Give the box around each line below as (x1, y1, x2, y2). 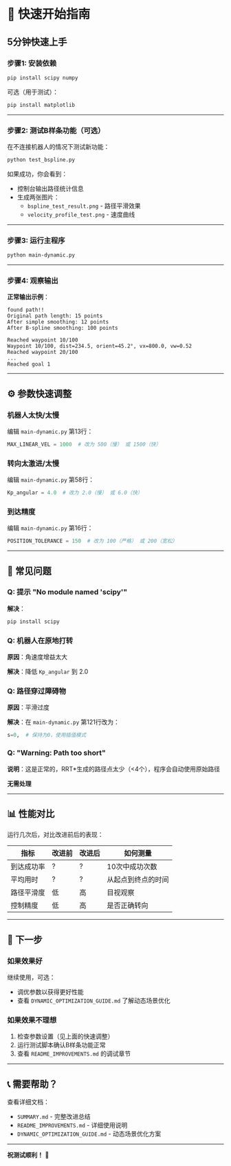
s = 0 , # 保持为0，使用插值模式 (7, 732, 87, 739)
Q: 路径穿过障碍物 (7, 686, 67, 695)
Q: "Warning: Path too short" (7, 748, 106, 758)
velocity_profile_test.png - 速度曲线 (27, 210, 135, 218)
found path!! (7, 306, 45, 314)
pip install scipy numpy (7, 74, 78, 81)
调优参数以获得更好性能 (16, 988, 84, 996)
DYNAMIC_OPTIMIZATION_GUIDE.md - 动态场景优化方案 (16, 1129, 162, 1138)
